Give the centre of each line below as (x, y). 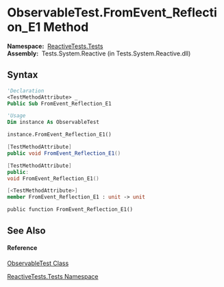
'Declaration (26, 90)
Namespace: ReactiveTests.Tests (55, 46)
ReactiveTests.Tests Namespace (53, 276)
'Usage (16, 116)
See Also (26, 230)
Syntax (23, 75)
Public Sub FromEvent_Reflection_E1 (59, 103)
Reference (22, 248)
